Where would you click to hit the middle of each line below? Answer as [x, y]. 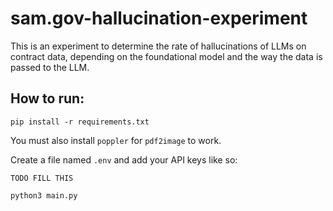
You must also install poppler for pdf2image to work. [116, 140]
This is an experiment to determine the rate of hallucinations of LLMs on [158, 46]
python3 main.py [44, 195]
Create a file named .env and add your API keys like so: [124, 159]
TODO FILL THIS [42, 178]
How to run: [47, 98]
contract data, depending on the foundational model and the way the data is [166, 56]
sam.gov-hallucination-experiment [159, 18]
